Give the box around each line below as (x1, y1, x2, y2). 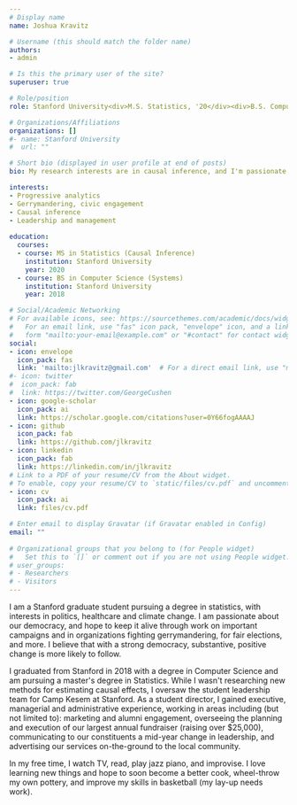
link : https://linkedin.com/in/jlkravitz (17, 462, 172, 471)
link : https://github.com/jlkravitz (17, 437, 152, 447)
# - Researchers (9, 569, 69, 578)
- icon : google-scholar (9, 396, 97, 406)
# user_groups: (9, 561, 65, 569)
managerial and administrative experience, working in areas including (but (9, 703, 279, 714)
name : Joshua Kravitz (9, 21, 89, 30)
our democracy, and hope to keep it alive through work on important (9, 621, 258, 631)
